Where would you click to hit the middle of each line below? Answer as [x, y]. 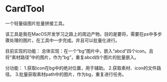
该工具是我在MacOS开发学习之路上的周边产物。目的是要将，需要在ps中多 [81, 34]
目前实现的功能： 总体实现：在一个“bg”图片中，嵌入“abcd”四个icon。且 [79, 51]
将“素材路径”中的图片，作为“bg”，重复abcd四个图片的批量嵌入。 [72, 57]
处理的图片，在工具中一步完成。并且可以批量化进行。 [64, 40]
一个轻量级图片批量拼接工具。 [36, 23]
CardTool [25, 9]
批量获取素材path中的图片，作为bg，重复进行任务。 [73, 74]
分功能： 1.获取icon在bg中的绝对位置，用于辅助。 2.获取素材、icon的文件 [81, 68]
